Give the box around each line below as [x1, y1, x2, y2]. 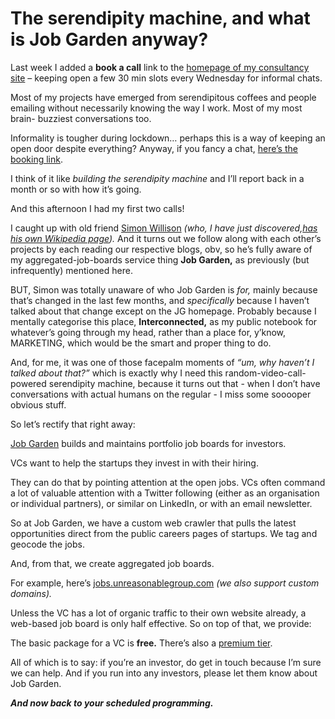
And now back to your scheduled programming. [10, 697, 214, 709]
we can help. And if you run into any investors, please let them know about [10, 667, 318, 679]
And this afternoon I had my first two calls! [10, 202, 185, 214]
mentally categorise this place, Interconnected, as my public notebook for [10, 315, 318, 327]
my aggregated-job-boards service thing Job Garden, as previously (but [10, 253, 310, 266]
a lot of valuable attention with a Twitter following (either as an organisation [10, 487, 320, 499]
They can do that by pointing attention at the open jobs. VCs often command [10, 476, 326, 488]
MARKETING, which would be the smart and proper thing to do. [10, 337, 272, 349]
